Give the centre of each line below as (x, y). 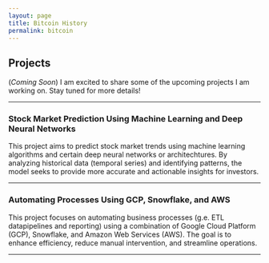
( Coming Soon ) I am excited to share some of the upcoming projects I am (129, 82)
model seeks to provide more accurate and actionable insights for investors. (134, 172)
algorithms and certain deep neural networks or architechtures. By (118, 155)
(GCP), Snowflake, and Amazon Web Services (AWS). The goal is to (120, 234)
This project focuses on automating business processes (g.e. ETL (116, 217)
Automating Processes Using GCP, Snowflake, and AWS (119, 200)
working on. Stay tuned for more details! (75, 91)
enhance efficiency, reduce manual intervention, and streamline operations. (133, 243)
